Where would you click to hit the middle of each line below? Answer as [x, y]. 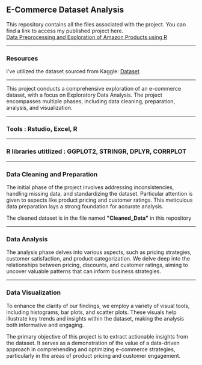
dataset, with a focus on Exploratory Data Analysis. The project [84, 95]
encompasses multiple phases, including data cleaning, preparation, [91, 101]
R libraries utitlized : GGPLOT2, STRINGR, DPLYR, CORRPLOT [96, 151]
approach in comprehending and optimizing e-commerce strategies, [91, 349]
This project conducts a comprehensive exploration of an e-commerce [94, 89]
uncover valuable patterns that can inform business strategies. [84, 271]
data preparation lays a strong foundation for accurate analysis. [85, 206]
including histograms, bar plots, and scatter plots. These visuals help [91, 312]
